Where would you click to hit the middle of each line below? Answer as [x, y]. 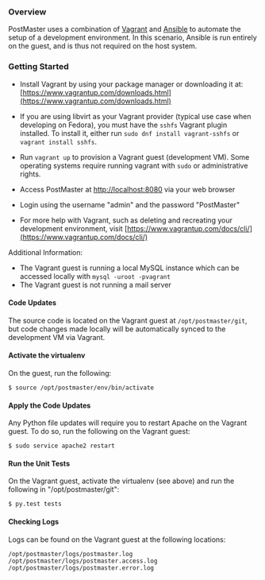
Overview [27, 12]
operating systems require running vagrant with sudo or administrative [134, 165]
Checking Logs [34, 522]
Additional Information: [46, 252]
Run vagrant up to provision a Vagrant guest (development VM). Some [134, 157]
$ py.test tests [35, 504]
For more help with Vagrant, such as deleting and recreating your [126, 220]
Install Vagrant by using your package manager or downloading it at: [131, 84]
